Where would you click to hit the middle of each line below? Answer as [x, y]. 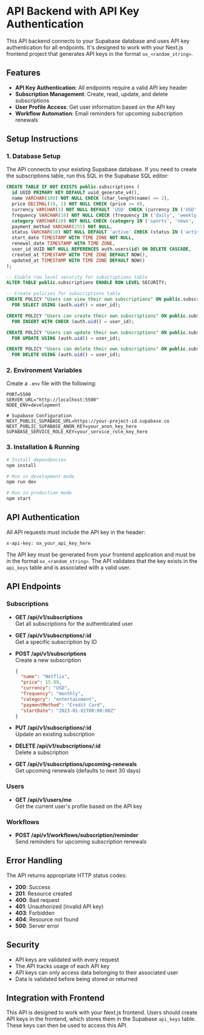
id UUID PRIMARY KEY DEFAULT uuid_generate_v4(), [76, 193]
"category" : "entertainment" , [59, 699]
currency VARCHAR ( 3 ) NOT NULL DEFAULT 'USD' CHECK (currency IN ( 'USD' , [106, 210]
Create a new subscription [48, 660]
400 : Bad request [37, 900]
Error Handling [34, 861]
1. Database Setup [33, 156]
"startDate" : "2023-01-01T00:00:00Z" [69, 711]
